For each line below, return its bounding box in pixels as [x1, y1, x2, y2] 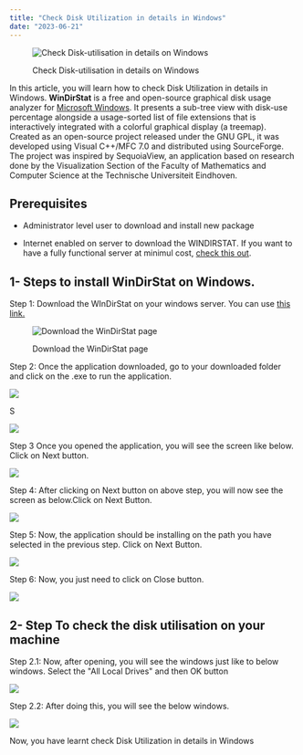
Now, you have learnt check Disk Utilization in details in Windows [9, 735, 255, 746]
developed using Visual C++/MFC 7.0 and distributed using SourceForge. [9, 141, 285, 152]
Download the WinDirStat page [32, 343, 149, 354]
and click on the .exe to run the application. [9, 371, 172, 382]
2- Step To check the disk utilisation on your [9, 617, 266, 633]
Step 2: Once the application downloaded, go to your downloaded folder [9, 362, 281, 372]
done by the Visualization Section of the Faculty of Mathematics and [9, 160, 266, 171]
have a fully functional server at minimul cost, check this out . [22, 247, 252, 258]
